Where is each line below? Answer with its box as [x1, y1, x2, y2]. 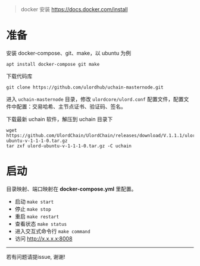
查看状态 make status [14, 220, 67, 227]
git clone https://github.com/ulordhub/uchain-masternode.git [6, 84, 164, 90]
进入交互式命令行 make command [14, 227, 90, 235]
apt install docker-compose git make [6, 61, 100, 67]
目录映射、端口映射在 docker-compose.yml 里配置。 [6, 185, 137, 192]
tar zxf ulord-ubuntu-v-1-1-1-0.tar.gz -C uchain [6, 142, 132, 149]
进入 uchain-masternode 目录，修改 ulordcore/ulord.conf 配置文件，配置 [6, 95, 184, 103]
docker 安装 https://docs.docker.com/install [20, 6, 128, 12]
